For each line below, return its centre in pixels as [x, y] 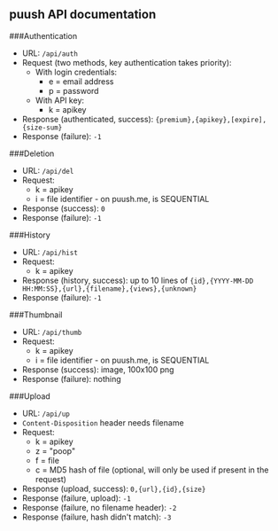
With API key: [60, 100]
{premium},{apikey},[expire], [211, 120]
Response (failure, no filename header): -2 [99, 507]
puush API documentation [83, 15]
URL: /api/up [46, 413]
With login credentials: [76, 72]
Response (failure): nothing [71, 379]
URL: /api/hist [50, 252]
